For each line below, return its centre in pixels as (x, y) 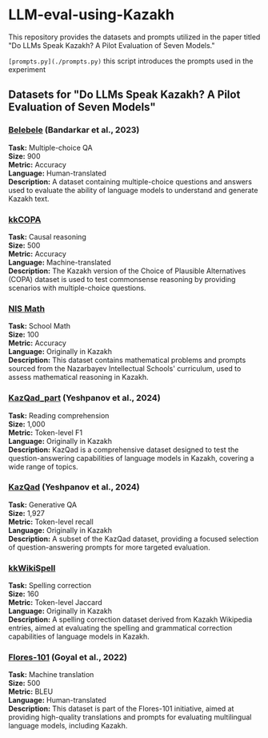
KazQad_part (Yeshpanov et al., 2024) (85, 398)
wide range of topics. (43, 466)
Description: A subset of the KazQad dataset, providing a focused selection (134, 538)
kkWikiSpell (32, 568)
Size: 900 (25, 156)
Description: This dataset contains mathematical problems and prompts (127, 360)
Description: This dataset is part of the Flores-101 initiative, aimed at (121, 709)
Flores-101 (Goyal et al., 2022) (68, 657)
